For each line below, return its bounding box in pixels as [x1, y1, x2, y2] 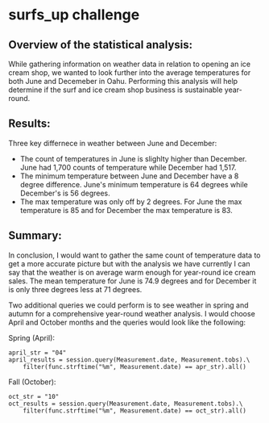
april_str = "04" [8, 349, 67, 357]
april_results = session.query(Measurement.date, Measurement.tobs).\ [8, 355, 250, 364]
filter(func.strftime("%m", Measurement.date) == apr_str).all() [23, 362, 247, 371]
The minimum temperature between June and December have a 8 [19, 171, 239, 181]
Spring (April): [8, 333, 55, 342]
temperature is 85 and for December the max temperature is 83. [19, 205, 233, 215]
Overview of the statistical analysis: [8, 38, 193, 52]
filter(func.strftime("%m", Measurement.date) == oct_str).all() [23, 406, 247, 415]
